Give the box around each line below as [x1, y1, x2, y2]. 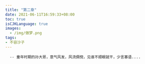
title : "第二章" [5, 7, 37, 12]
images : [5, 26, 21, 31]
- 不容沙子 [5, 40, 25, 45]
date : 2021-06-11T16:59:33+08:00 [5, 12, 75, 17]
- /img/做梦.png [9, 30, 42, 35]
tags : [5, 35, 16, 40]
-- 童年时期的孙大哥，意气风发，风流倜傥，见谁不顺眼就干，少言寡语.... [9, 54, 141, 59]
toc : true [5, 16, 26, 21]
